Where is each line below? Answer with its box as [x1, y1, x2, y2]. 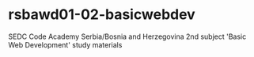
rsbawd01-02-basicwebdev [8, 6, 195, 24]
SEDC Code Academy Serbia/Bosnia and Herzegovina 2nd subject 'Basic [8, 32, 247, 41]
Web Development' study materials [8, 40, 123, 49]
